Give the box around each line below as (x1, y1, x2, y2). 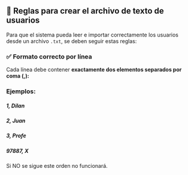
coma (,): (6, 72, 29, 79)
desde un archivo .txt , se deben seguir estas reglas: (6, 37, 137, 45)
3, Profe (6, 132, 27, 139)
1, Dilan (6, 102, 25, 109)
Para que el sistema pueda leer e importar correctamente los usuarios (6, 31, 178, 38)
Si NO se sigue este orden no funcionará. (6, 162, 108, 170)
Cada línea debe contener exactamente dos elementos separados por (6, 66, 182, 73)
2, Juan (6, 117, 26, 124)
